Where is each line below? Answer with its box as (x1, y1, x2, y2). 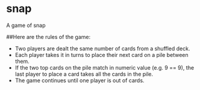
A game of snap (6, 22, 46, 29)
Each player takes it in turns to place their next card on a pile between (14, 51, 189, 58)
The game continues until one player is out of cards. (14, 77, 145, 84)
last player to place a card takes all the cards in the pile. (14, 70, 154, 77)
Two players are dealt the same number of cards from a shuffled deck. (14, 44, 190, 52)
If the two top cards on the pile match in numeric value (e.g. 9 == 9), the (14, 64, 195, 71)
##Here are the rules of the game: (6, 33, 91, 40)
